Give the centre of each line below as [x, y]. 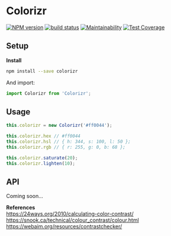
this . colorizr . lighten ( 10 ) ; [41, 163]
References [21, 208]
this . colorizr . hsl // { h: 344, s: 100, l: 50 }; [69, 142]
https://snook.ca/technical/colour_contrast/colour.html [72, 220]
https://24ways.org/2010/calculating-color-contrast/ [70, 214]
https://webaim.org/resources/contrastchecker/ [64, 227]
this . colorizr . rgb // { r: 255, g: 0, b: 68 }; [66, 147]
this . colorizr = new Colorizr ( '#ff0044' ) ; [59, 126]
